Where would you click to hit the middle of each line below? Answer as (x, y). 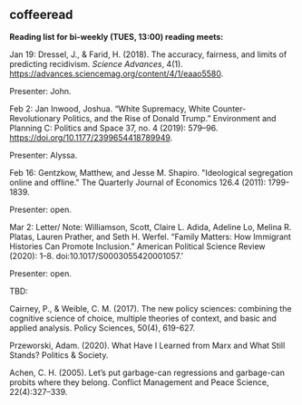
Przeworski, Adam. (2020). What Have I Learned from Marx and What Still (147, 345)
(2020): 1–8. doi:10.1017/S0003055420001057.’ (97, 256)
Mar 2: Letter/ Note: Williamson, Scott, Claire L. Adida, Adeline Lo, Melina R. (151, 227)
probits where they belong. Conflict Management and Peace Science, (139, 382)
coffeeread (41, 15)
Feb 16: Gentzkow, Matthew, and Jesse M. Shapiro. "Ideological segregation (151, 172)
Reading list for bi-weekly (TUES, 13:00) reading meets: (117, 36)
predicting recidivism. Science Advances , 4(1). (96, 63)
